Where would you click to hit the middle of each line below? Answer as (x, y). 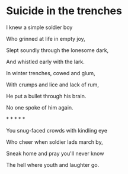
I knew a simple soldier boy (39, 27)
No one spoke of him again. (40, 107)
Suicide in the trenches (64, 11)
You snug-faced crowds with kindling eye (57, 130)
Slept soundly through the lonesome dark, (57, 50)
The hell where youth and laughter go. (53, 165)
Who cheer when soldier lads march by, (55, 142)
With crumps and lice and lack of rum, (53, 85)
